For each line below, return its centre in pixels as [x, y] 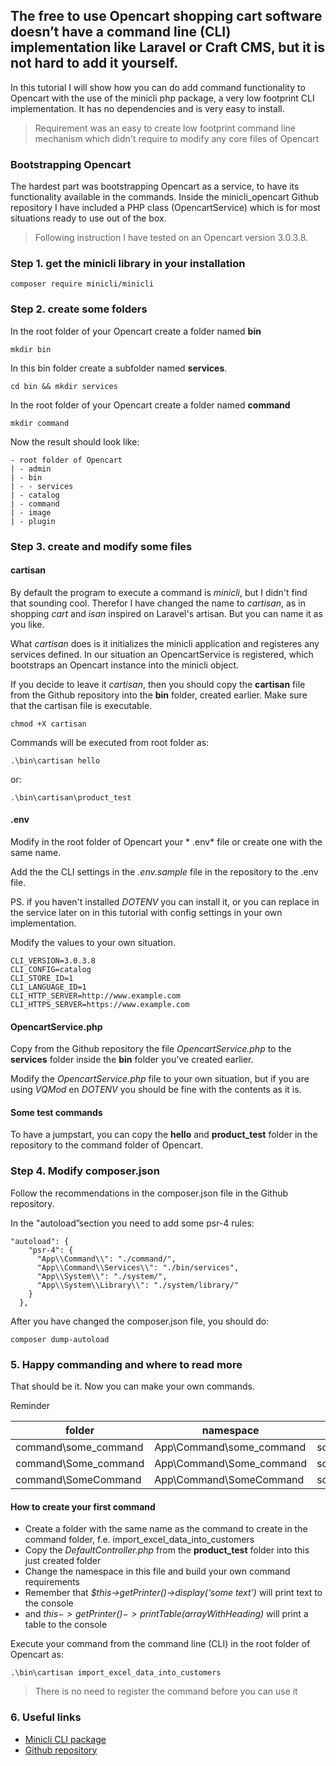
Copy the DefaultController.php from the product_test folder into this [167, 1550]
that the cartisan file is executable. [81, 705]
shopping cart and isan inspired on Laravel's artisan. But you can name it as [166, 613]
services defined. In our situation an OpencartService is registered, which [162, 654]
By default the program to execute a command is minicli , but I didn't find [159, 592]
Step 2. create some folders [79, 309]
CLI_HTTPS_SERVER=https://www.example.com [100, 1005]
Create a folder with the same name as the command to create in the [166, 1529]
